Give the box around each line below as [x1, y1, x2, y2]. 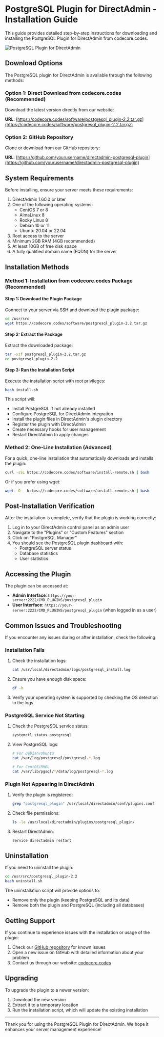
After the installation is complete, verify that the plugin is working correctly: [5, 515, 156, 521]
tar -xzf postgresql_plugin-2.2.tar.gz [5, 352, 86, 357]
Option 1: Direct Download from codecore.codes [5, 89, 122, 96]
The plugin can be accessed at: [5, 583, 68, 589]
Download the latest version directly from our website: [5, 107, 114, 113]
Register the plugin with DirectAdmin [12, 421, 86, 427]
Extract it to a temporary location [12, 1002, 79, 1008]
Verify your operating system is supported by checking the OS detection [12, 694, 158, 700]
